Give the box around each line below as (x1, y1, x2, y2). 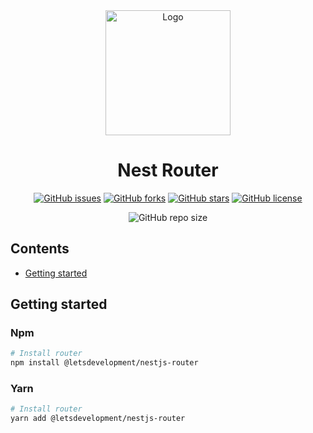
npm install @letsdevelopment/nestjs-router (10, 358, 199, 368)
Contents (10, 240, 70, 258)
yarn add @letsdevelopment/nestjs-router (10, 414, 186, 424)
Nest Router (117, 159, 219, 182)
